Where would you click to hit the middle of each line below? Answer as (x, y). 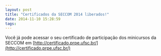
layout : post (19, 10)
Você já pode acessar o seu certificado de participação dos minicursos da (81, 38)
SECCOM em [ (20, 43)
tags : (11, 24)
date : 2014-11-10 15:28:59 (33, 19)
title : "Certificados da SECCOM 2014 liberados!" (57, 14)
